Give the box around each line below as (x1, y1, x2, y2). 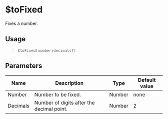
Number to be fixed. (34, 91, 81, 98)
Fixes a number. (5, 20, 38, 26)
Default (137, 76, 156, 83)
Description (54, 79, 84, 86)
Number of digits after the (34, 99, 95, 106)
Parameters (5, 62, 42, 70)
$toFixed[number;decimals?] (17, 48, 76, 53)
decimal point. (34, 105, 67, 112)
